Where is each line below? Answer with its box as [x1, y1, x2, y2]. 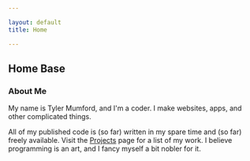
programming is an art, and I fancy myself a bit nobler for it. [8, 144, 201, 154]
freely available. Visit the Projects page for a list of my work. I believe [8, 136, 233, 145]
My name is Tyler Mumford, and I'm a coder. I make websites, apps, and [8, 103, 242, 113]
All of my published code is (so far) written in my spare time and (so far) [8, 127, 242, 137]
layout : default [8, 18, 62, 26]
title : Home [8, 25, 47, 34]
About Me [8, 85, 47, 96]
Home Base [8, 62, 65, 75]
